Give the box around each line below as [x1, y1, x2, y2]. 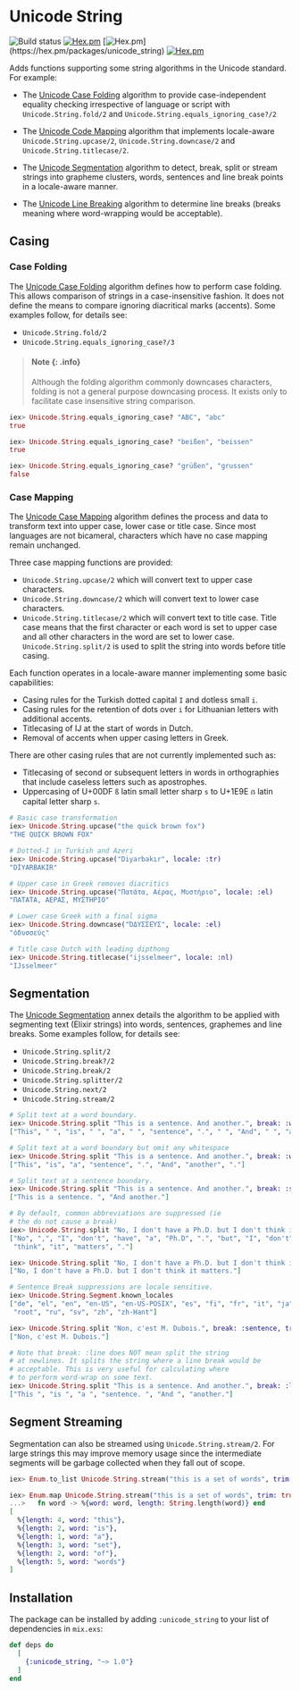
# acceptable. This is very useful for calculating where [9, 1365, 229, 1374]
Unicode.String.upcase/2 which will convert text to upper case [21, 575, 253, 585]
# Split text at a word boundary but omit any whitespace [9, 1143, 229, 1152]
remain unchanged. [9, 540, 81, 551]
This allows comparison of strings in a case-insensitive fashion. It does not [9, 290, 285, 301]
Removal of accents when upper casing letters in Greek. [21, 733, 229, 744]
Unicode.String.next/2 [21, 1086, 107, 1095]
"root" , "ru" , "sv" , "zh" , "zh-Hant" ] [12, 1307, 158, 1316]
